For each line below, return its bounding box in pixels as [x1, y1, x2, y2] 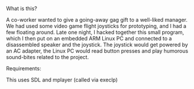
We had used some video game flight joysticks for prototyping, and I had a [6, 23, 187, 29]
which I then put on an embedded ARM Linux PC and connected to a [6, 35, 172, 42]
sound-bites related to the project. [6, 54, 89, 60]
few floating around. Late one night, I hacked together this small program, [6, 29, 184, 36]
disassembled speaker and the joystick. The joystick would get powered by [6, 41, 188, 48]
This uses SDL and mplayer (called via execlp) [6, 76, 118, 83]
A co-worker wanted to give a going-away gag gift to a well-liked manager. [6, 16, 188, 23]
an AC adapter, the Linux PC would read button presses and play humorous [6, 47, 189, 54]
